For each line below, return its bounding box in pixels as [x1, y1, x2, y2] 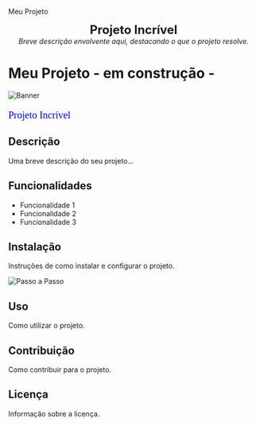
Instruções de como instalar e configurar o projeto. [8, 261, 175, 271]
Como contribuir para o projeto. [8, 365, 112, 374]
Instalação [8, 240, 62, 254]
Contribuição [8, 343, 76, 357]
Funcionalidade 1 [19, 200, 76, 210]
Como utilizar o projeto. [8, 321, 85, 331]
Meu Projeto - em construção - [8, 64, 215, 83]
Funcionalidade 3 [19, 217, 77, 227]
